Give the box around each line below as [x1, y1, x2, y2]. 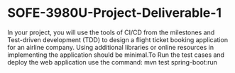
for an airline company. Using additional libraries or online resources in [7, 43, 214, 51]
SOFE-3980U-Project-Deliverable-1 [7, 5, 222, 21]
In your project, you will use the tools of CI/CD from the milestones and [7, 28, 215, 36]
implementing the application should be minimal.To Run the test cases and [7, 51, 225, 59]
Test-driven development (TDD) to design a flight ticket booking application [7, 35, 229, 44]
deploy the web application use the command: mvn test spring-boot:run [7, 58, 218, 66]
